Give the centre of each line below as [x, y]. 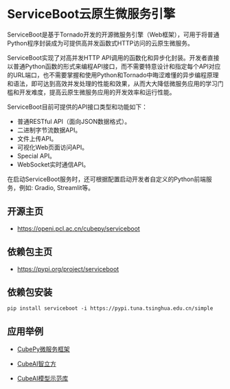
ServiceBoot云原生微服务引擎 [91, 14]
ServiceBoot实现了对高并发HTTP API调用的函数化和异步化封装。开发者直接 [113, 57]
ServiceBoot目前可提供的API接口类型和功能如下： [77, 107]
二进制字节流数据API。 [49, 130]
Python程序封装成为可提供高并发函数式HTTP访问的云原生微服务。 [100, 43]
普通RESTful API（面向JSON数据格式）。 [74, 121]
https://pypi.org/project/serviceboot [68, 269]
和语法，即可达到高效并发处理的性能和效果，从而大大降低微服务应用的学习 [112, 83]
